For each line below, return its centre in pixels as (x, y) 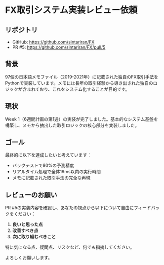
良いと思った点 (27, 225)
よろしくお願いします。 (29, 258)
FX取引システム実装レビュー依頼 (71, 10)
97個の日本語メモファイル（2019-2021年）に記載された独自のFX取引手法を (82, 76)
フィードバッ (147, 208)
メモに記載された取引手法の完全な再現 (51, 178)
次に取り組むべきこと (34, 237)
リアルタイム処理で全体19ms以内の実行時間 (57, 172)
